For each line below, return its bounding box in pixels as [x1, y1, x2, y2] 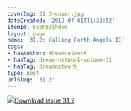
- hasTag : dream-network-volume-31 [7, 57, 113, 64]
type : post [7, 69, 40, 76]
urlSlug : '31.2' [7, 76, 55, 83]
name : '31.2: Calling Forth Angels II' [7, 37, 125, 44]
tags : [7, 43, 23, 50]
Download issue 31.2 [14, 96, 75, 105]
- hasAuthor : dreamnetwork [7, 50, 87, 57]
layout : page [7, 30, 46, 37]
